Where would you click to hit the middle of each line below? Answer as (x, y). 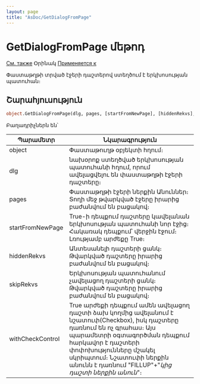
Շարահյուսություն (44, 100)
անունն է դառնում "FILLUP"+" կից (121, 365)
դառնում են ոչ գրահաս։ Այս (112, 328)
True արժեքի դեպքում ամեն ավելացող (130, 305)
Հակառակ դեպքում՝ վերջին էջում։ (123, 232)
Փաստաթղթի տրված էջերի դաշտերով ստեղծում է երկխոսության (97, 75)
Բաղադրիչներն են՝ (32, 125)
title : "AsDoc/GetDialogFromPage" (49, 17)
